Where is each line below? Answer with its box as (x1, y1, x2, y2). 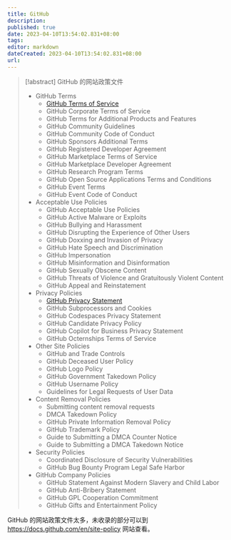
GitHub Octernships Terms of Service (46, 334, 157, 342)
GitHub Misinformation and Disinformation (46, 258, 170, 267)
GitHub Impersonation (46, 250, 111, 259)
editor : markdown (7, 44, 59, 51)
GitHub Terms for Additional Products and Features (46, 114, 197, 123)
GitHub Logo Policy (46, 365, 103, 373)
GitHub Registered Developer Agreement (46, 144, 167, 153)
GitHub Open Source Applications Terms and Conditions (46, 175, 212, 183)
